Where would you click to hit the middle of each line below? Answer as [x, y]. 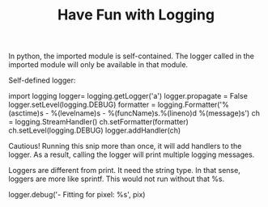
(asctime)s [26, 113]
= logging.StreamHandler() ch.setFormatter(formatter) [98, 122]
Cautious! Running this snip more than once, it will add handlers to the [125, 146]
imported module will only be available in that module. [98, 65]
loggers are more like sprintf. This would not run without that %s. [117, 179]
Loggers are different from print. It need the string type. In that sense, [124, 171]
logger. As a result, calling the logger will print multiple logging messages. [132, 154]
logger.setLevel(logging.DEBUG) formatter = [82, 105]
